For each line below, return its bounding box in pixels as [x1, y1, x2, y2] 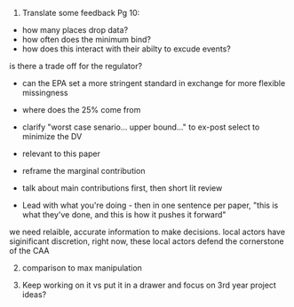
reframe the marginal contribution [21, 166, 146, 176]
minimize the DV [21, 131, 83, 141]
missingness [21, 88, 68, 98]
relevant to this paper [21, 148, 100, 159]
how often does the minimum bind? [21, 35, 151, 44]
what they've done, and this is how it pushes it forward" [21, 209, 226, 220]
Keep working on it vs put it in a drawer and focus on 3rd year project [21, 279, 277, 290]
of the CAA [9, 246, 50, 256]
